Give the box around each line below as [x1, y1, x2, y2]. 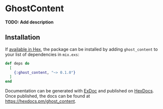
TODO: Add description [5, 19, 54, 25]
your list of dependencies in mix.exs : [5, 51, 80, 57]
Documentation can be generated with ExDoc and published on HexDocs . [5, 88, 154, 94]
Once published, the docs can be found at [5, 93, 90, 99]
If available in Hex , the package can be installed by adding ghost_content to [5, 46, 158, 52]
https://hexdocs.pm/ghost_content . [5, 98, 77, 104]
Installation [5, 33, 40, 42]
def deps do [5, 61, 29, 66]
